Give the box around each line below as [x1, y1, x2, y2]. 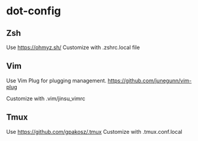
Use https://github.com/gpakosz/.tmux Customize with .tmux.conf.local [6, 128, 182, 135]
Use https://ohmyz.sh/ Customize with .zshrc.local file [6, 44, 140, 51]
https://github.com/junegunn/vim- [107, 76, 192, 84]
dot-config [6, 4, 61, 18]
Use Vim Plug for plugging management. [6, 76, 107, 84]
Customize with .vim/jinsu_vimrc [6, 94, 86, 102]
